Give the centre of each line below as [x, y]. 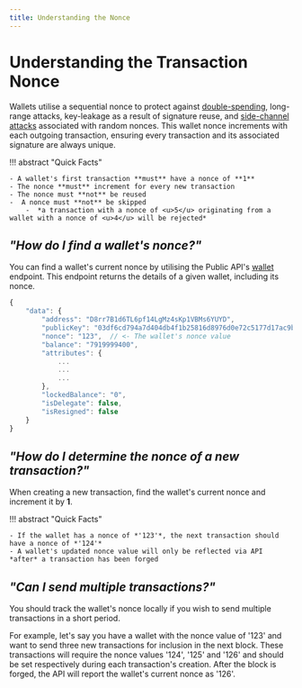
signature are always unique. [63, 144]
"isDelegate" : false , [82, 403]
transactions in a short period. [65, 618]
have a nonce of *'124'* [56, 544]
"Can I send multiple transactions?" [112, 587]
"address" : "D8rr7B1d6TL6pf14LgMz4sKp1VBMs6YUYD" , [138, 320]
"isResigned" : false [80, 412]
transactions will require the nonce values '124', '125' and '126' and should [147, 655]
